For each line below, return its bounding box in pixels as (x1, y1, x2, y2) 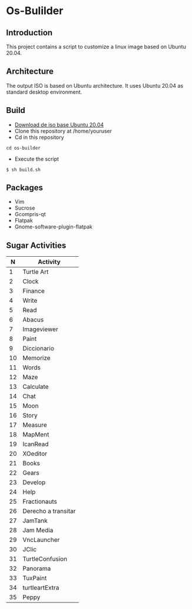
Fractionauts (22, 498, 57, 506)
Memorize (22, 354, 51, 362)
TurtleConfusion (22, 555, 68, 563)
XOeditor (22, 449, 48, 458)
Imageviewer (22, 325, 58, 333)
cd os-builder (6, 145, 41, 151)
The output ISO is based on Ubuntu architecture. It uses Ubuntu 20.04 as (6, 82, 184, 89)
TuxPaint (22, 574, 47, 582)
